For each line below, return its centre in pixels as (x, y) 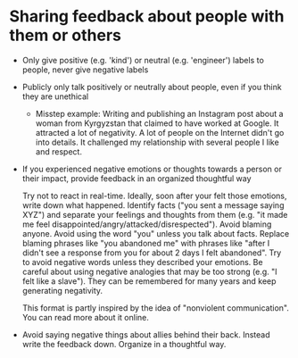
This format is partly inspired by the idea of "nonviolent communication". (156, 308)
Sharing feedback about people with (147, 17)
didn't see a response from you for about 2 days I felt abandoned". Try (152, 253)
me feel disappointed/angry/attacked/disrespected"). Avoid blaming (147, 224)
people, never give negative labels (85, 70)
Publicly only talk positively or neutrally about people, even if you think (152, 87)
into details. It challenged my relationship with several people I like (157, 142)
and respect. (59, 151)
